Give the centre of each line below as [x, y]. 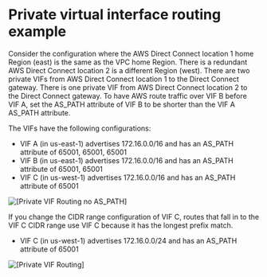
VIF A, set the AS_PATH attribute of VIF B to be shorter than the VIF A [122, 104]
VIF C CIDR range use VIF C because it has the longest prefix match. [121, 225]
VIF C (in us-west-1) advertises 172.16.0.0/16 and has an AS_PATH [128, 178]
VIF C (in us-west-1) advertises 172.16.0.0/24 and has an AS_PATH [128, 240]
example [37, 31]
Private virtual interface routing [115, 15]
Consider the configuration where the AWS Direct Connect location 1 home [131, 53]
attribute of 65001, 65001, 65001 [73, 152]
